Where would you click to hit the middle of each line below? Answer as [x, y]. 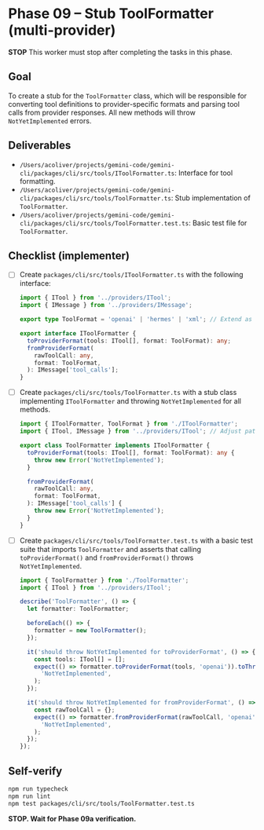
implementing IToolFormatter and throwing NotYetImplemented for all [130, 401]
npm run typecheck [38, 789]
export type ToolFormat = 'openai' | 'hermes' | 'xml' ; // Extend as [136, 320]
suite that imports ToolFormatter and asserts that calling [110, 549]
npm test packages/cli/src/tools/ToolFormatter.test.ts [101, 803]
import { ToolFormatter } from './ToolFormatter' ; [104, 580]
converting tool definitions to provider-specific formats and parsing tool [124, 104]
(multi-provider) [62, 30]
